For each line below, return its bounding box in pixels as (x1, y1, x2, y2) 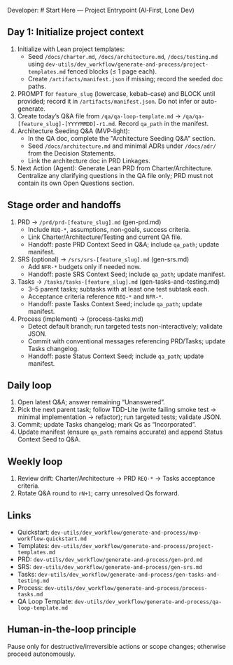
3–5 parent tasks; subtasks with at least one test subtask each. (27, 284, 210, 293)
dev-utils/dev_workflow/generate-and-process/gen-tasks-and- (38, 571, 220, 579)
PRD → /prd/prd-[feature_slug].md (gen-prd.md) (17, 217, 162, 226)
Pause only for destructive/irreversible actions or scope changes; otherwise (7, 642, 226, 650)
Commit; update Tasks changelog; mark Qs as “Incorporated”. (17, 420, 197, 429)
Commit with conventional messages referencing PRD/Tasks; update (27, 336, 226, 345)
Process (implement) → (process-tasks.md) (17, 315, 143, 323)
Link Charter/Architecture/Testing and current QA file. (27, 233, 183, 241)
